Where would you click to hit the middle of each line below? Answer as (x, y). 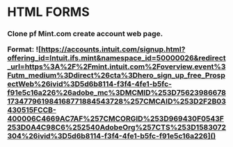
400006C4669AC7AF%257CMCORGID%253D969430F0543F (116, 119)
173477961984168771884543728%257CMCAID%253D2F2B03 (116, 101)
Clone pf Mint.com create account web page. (85, 34)
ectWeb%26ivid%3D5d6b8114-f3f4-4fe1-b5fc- (90, 84)
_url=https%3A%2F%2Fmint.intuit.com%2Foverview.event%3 (116, 67)
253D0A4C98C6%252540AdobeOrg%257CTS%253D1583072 (117, 128)
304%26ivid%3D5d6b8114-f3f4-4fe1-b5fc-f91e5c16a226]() (112, 136)
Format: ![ (24, 49)
